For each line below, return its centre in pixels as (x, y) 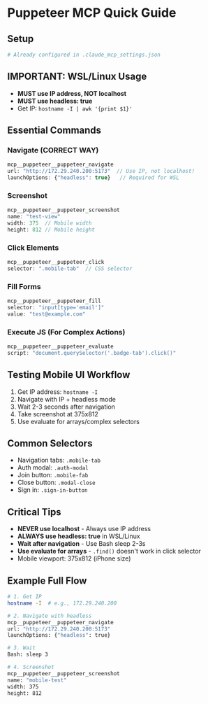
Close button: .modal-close (56, 483)
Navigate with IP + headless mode (67, 399)
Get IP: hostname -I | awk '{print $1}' (75, 108)
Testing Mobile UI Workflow (69, 375)
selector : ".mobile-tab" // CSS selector (70, 268)
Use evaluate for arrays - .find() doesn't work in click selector (109, 551)
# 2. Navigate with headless (50, 616)
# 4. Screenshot (31, 667)
